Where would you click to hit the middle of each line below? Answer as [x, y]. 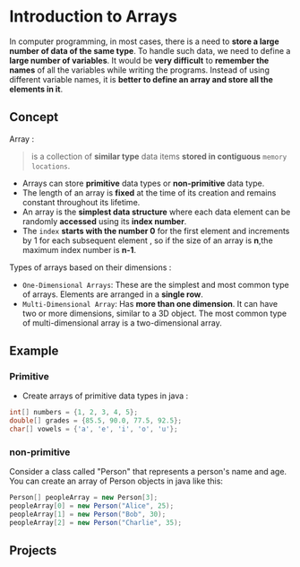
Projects [33, 550]
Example [34, 351]
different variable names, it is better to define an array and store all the [141, 79]
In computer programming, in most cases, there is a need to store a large [144, 41]
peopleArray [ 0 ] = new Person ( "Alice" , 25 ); [92, 506]
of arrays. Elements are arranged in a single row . [113, 294]
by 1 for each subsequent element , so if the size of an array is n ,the [147, 240]
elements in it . [36, 89]
